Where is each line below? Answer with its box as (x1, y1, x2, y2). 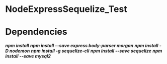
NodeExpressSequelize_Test (5, 3, 127, 15)
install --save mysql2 (5, 53, 51, 59)
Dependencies (5, 26, 67, 38)
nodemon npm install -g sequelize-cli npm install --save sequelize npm (9, 48, 162, 54)
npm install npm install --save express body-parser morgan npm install (5, 43, 158, 49)
